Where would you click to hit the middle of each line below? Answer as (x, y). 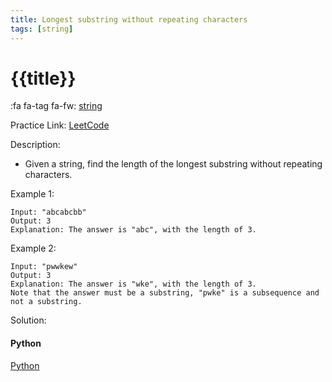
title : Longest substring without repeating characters (129, 19)
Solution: (28, 320)
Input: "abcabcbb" (48, 212)
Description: (35, 145)
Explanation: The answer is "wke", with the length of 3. (133, 284)
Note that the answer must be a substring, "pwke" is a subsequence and (165, 293)
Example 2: (33, 248)
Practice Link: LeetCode (60, 125)
